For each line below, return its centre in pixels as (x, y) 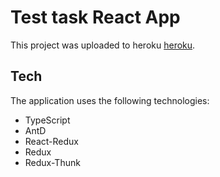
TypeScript (47, 120)
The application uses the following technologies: (110, 100)
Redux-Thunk (52, 162)
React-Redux (51, 141)
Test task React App (95, 17)
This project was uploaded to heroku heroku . (103, 45)
